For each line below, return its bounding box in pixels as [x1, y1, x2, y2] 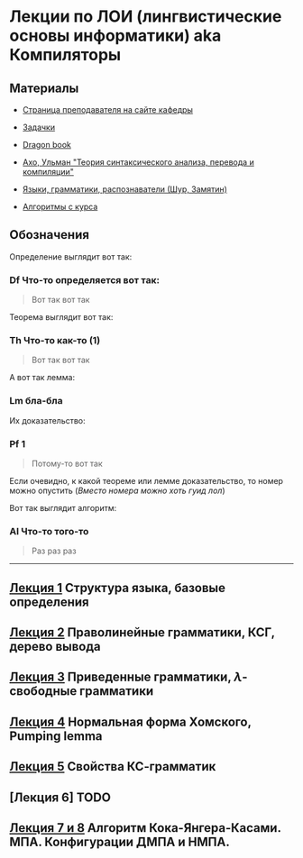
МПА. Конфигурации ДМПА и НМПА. [9, 835, 230, 850]
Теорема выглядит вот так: [9, 312, 114, 323]
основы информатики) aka [9, 25, 222, 46]
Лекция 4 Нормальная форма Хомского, [9, 714, 252, 729]
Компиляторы [9, 45, 122, 65]
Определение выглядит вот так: [9, 251, 133, 262]
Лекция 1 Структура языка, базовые [9, 580, 225, 596]
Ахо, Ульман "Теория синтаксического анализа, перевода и [22, 157, 254, 168]
